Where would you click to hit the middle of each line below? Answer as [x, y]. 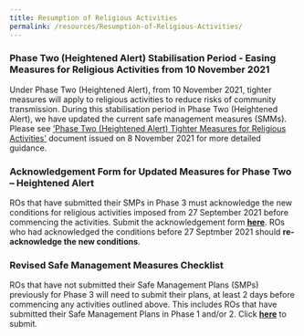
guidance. [28, 148]
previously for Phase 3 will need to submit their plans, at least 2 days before [152, 295]
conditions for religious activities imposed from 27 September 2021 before [149, 213]
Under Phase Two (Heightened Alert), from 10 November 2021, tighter [141, 89]
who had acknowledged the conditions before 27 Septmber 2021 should [145, 232]
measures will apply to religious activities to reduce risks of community [143, 99]
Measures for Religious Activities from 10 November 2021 [140, 69]
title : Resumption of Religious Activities [94, 18]
